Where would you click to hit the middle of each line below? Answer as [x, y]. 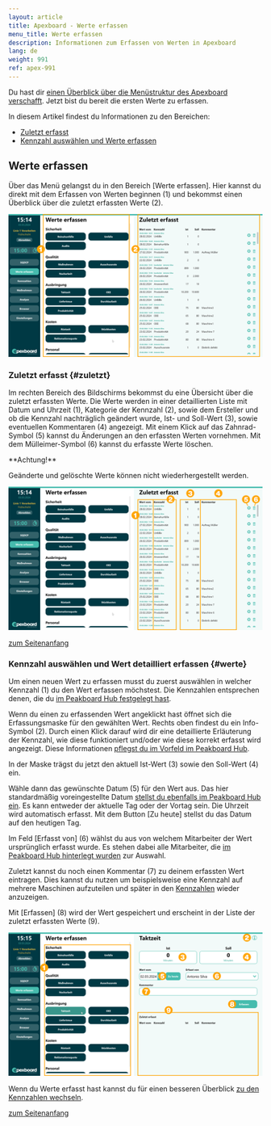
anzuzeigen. [29, 897]
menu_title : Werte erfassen [56, 34]
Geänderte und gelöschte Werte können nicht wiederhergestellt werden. [129, 476]
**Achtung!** [33, 460]
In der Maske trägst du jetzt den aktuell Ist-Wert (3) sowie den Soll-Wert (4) [133, 764]
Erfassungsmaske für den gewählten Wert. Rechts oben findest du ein [125, 723]
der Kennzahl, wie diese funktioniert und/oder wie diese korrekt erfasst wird [135, 740]
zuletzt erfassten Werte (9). [54, 922]
